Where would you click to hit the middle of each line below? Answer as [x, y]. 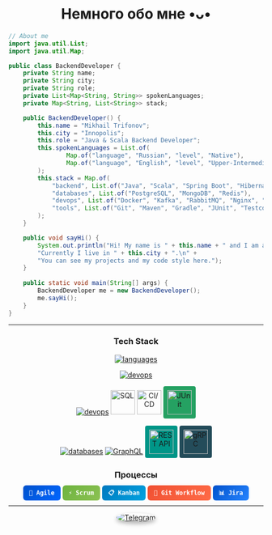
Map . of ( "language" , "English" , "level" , [135, 163]
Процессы [136, 474]
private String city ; [59, 81]
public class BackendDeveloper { [65, 66]
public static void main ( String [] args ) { [96, 283]
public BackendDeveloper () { [72, 118]
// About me [28, 36]
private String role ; [59, 88]
